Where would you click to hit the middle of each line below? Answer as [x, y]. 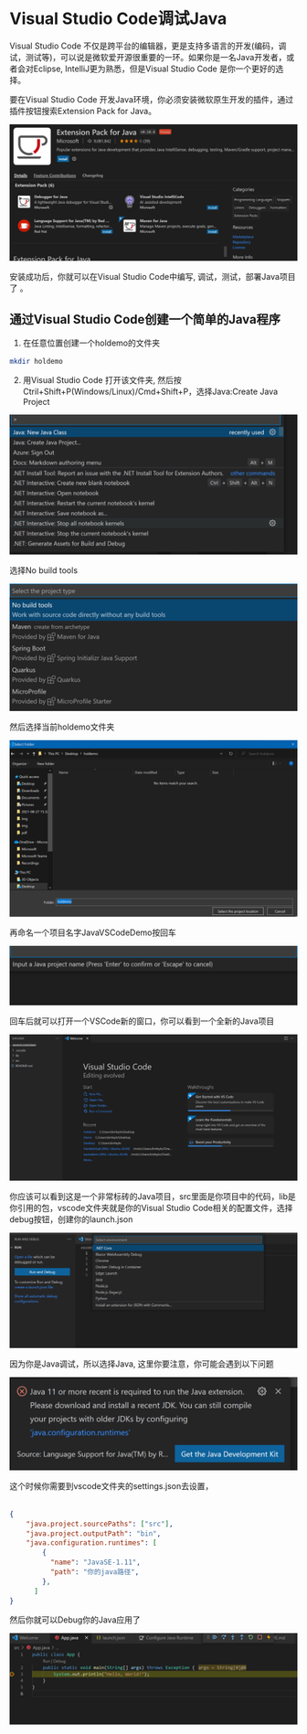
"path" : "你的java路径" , [95, 1572]
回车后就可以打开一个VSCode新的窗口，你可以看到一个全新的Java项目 [142, 1021]
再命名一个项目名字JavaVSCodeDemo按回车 [93, 932]
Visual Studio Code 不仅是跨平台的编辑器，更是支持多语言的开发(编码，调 [148, 46]
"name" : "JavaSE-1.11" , [95, 1563]
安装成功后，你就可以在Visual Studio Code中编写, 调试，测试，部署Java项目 [153, 276]
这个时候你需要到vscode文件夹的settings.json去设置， [111, 1485]
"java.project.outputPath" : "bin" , [94, 1533]
